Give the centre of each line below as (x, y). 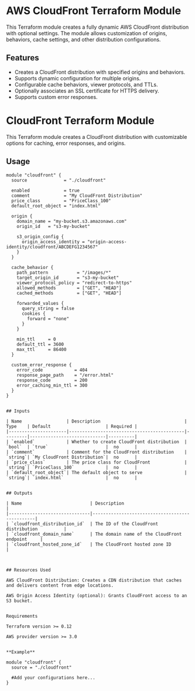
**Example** (20, 652)
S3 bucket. (19, 601)
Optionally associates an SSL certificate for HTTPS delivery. (87, 91)
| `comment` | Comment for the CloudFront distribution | (97, 452)
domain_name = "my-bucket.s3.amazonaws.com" (72, 221)
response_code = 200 (52, 380)
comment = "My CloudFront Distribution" (77, 195)
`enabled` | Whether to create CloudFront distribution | (99, 442)
